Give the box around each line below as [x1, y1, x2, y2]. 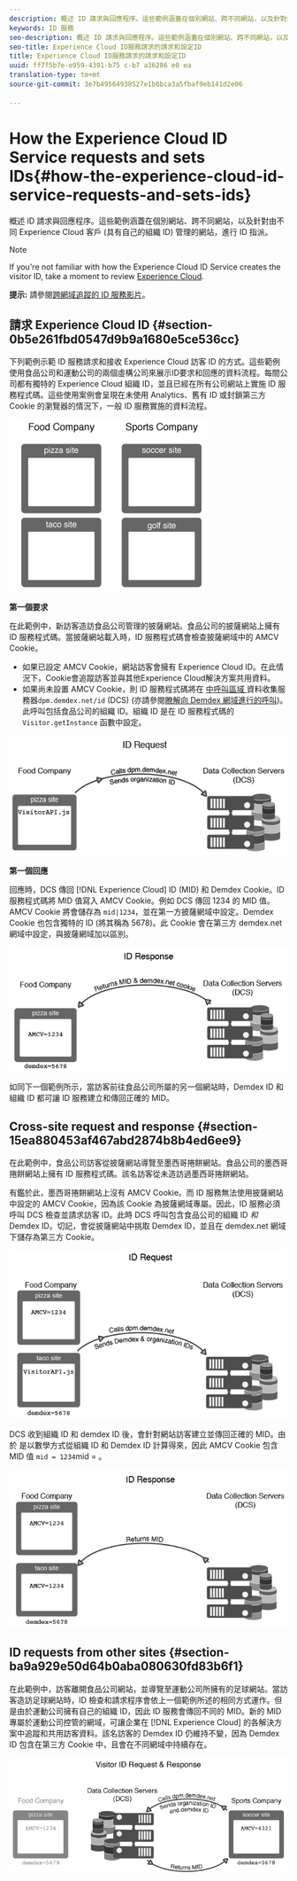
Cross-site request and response [9, 1119, 195, 1134]
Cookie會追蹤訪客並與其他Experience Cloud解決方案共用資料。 [45, 673, 276, 683]
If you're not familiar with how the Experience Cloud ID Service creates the [9, 261, 281, 272]
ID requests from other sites [9, 1645, 166, 1660]
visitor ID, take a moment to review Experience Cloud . [9, 270, 205, 281]
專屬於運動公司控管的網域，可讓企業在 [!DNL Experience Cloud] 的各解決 [9, 1716, 275, 1728]
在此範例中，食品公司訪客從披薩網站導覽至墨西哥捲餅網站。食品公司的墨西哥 [9, 1157, 288, 1167]
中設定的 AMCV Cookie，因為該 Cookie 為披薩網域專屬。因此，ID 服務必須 [9, 1198, 281, 1209]
